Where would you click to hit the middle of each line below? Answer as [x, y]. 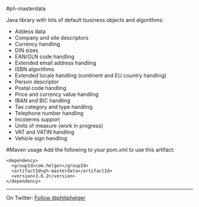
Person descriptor [37, 82]
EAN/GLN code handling [44, 56]
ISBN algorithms [34, 69]
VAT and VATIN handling [44, 132]
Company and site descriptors [52, 38]
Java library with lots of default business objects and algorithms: [85, 20]
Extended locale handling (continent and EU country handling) [91, 75]
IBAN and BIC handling [43, 101]
